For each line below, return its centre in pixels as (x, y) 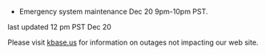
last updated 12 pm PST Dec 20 (59, 27)
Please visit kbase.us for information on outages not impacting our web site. (133, 42)
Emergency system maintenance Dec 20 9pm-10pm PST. (113, 12)
